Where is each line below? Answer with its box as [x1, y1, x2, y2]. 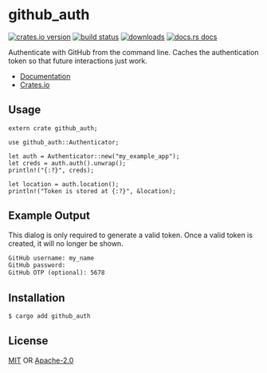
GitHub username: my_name [8, 254, 94, 262]
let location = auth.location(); [8, 180, 120, 188]
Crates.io [19, 80, 50, 89]
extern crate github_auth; [8, 124, 98, 133]
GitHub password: [8, 261, 66, 269]
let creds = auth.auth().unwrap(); [8, 159, 127, 167]
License [8, 334, 49, 348]
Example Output [8, 209, 90, 223]
